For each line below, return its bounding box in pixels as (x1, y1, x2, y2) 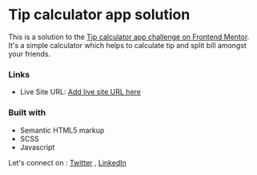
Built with (8, 107, 46, 118)
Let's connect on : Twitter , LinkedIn (8, 157, 126, 167)
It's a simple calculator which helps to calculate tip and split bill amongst (8, 40, 247, 50)
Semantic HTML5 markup (19, 125, 105, 135)
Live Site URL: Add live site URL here (19, 87, 142, 97)
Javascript (19, 142, 55, 152)
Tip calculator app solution (8, 6, 191, 24)
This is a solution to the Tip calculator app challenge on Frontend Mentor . (8, 32, 250, 42)
